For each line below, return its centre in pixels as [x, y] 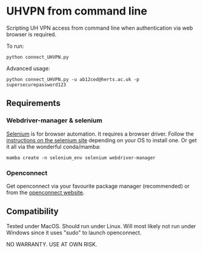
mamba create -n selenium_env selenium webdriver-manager [81, 158]
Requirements [33, 103]
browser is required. [31, 34]
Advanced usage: [28, 68]
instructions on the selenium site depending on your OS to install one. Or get [101, 140]
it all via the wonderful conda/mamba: [54, 146]
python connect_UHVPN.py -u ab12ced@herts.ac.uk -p [73, 79]
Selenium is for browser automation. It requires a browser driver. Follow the [100, 134]
